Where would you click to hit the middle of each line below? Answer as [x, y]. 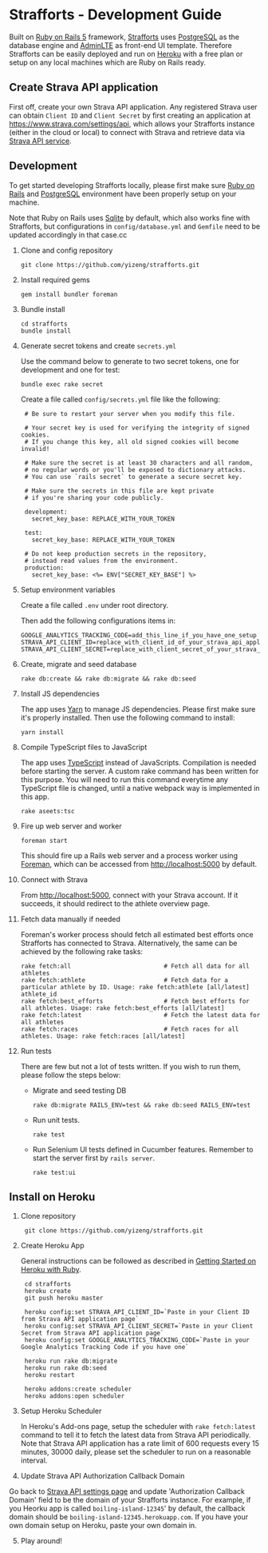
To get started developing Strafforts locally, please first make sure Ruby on [132, 185]
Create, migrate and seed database [79, 664]
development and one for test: [70, 369]
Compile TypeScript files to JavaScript [84, 747]
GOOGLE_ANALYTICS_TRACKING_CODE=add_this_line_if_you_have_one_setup [139, 635]
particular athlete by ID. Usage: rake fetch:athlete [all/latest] [135, 987]
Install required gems [55, 279]
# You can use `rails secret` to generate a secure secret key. [133, 477]
